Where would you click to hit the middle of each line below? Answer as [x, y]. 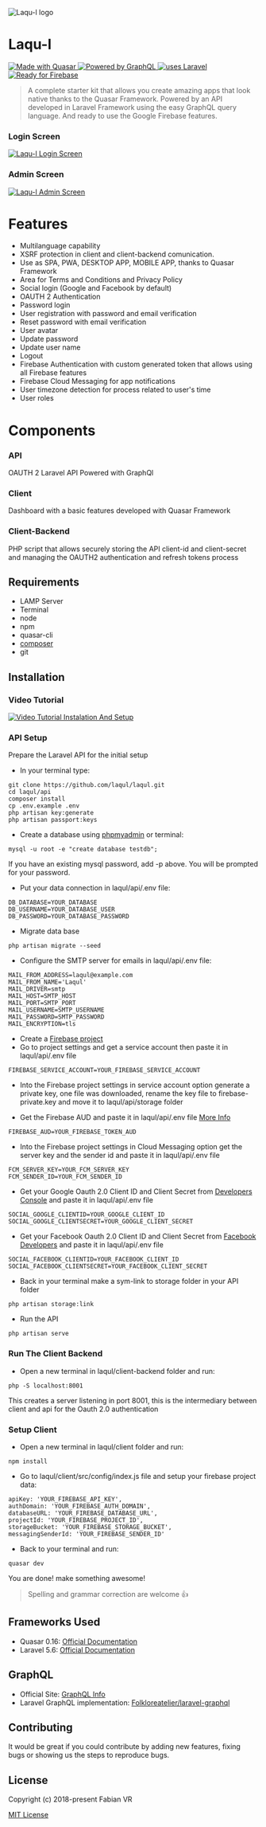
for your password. [39, 873]
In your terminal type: [54, 771]
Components [52, 430]
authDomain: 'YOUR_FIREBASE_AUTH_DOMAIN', [79, 1506]
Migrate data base [50, 931]
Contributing [40, 1727]
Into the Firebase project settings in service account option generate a [135, 1085]
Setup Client [33, 1430]
